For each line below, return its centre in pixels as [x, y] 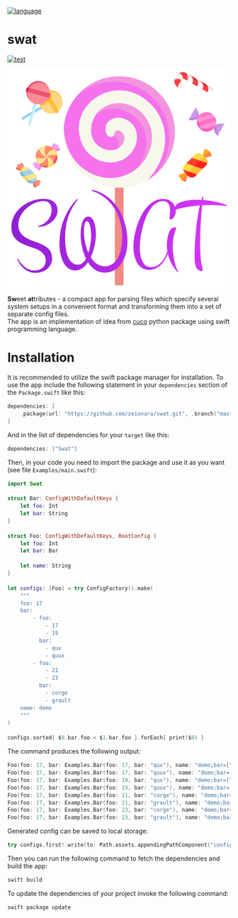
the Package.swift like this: [46, 393]
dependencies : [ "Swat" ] [42, 449]
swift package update [39, 907]
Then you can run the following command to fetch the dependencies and [114, 858]
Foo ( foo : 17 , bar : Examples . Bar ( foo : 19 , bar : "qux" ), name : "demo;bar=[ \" [121, 780]
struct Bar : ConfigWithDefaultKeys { [63, 499]
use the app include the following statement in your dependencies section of [118, 385]
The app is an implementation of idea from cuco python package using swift [119, 322]
